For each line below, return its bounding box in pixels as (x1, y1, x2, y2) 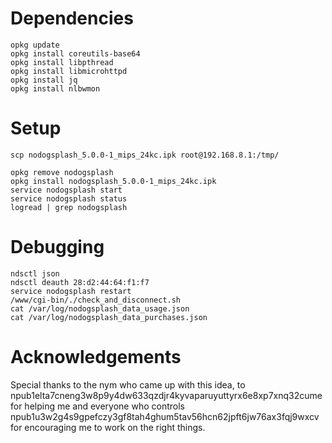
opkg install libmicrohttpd (10, 66, 128, 76)
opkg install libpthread (10, 57, 114, 67)
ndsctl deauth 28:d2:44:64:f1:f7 (10, 277, 150, 287)
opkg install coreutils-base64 (10, 48, 141, 59)
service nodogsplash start (10, 185, 123, 195)
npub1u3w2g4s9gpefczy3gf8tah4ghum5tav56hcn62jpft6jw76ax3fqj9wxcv (10, 410, 320, 422)
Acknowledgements (10, 346, 182, 368)
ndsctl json (10, 268, 60, 279)
